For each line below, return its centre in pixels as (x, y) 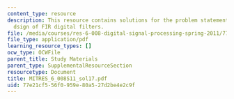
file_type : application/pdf (48, 40)
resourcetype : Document (42, 72)
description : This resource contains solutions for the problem (102, 20)
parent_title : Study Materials (53, 59)
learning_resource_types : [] (49, 46)
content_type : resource (42, 14)
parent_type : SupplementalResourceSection (70, 66)
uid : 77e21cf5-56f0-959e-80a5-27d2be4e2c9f (71, 85)
